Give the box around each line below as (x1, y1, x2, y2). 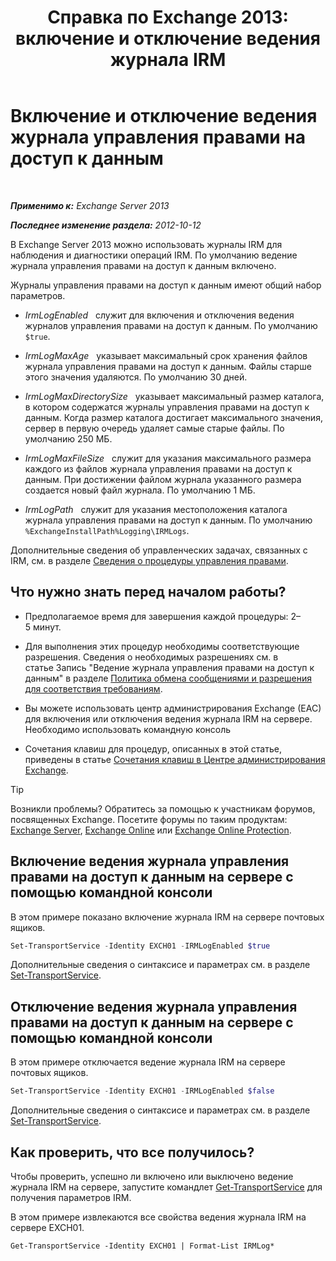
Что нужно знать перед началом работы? (10, 584, 287, 601)
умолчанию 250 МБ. (24, 432, 113, 445)
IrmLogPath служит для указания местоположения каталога (24, 503, 288, 515)
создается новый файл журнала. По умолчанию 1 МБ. (24, 484, 256, 496)
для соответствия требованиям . (24, 682, 163, 695)
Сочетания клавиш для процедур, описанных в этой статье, (24, 742, 282, 755)
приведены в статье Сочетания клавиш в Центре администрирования (24, 753, 326, 765)
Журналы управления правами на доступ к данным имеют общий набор (10, 279, 322, 291)
